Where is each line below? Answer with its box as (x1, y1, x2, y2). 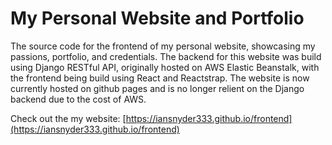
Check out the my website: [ (10, 112, 127, 124)
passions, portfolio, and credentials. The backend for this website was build (10, 50, 322, 62)
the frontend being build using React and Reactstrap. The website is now (10, 72, 310, 84)
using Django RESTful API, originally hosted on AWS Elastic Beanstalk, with (10, 61, 320, 73)
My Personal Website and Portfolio (10, 7, 305, 30)
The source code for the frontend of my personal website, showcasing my (10, 40, 316, 52)
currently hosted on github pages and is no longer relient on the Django (10, 82, 305, 94)
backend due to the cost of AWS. (10, 93, 147, 105)
